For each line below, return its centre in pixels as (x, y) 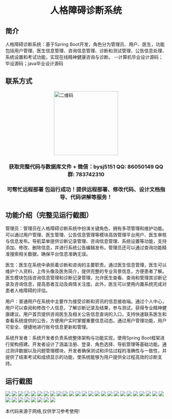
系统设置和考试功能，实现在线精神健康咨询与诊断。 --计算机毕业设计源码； (84, 57)
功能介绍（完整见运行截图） (49, 215)
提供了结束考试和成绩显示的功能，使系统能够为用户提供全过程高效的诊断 (81, 357)
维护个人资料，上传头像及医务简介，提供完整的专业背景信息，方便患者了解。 (86, 271)
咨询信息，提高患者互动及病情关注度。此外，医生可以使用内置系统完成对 (90, 284)
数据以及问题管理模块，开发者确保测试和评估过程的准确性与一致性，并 (93, 351)
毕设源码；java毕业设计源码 (34, 64)
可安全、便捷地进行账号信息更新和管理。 (48, 327)
